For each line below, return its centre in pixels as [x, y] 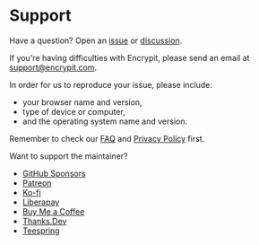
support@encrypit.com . [53, 67]
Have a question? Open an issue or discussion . [96, 40]
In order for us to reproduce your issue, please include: [111, 84]
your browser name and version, [82, 102]
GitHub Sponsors [54, 173]
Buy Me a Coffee [53, 211]
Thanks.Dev [44, 221]
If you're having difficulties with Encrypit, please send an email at [129, 57]
